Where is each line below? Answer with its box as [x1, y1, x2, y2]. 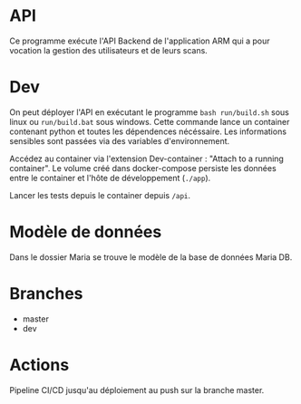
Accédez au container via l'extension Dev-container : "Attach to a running [9, 153, 284, 164]
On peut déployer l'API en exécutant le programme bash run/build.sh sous [9, 106, 290, 118]
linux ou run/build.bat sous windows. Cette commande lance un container [9, 116, 290, 127]
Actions [9, 354, 70, 375]
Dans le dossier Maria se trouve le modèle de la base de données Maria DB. [9, 251, 293, 263]
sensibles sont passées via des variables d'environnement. [9, 135, 230, 146]
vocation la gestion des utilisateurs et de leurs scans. [9, 44, 209, 55]
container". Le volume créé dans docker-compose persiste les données [9, 162, 277, 173]
